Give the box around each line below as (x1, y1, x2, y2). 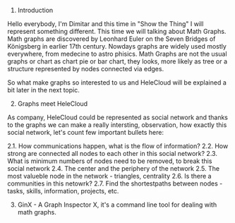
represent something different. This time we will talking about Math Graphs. (7, 28, 227, 35)
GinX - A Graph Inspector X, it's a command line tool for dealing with (17, 200, 217, 209)
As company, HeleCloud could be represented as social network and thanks (7, 113, 228, 121)
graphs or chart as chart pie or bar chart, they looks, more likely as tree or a (7, 57, 228, 66)
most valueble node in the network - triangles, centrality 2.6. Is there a (7, 172, 212, 180)
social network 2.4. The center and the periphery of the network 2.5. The (7, 164, 220, 172)
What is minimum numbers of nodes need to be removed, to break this (7, 157, 212, 165)
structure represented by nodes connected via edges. (7, 65, 164, 73)
